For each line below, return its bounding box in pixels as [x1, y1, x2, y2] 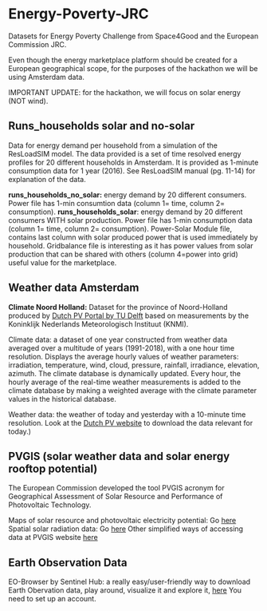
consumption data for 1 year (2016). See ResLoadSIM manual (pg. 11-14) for [8, 165, 256, 176]
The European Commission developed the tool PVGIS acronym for [8, 483, 225, 493]
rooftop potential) [8, 462, 98, 475]
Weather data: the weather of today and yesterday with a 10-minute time [8, 409, 246, 419]
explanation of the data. [8, 174, 86, 184]
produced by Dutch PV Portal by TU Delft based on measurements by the [8, 311, 249, 320]
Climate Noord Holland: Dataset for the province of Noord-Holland [8, 302, 229, 311]
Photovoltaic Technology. [8, 500, 92, 510]
